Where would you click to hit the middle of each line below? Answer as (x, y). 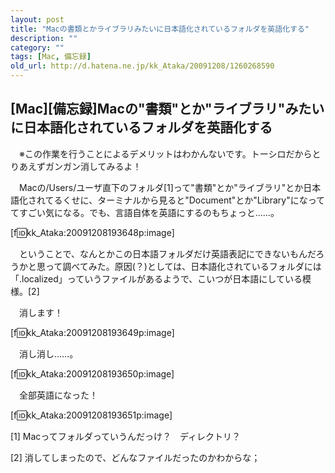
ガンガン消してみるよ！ (93, 166)
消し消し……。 (48, 353)
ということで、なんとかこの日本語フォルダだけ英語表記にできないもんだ (167, 253)
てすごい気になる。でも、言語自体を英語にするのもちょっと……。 (145, 212)
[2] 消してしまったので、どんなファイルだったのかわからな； (135, 457)
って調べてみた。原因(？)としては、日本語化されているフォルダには (183, 266)
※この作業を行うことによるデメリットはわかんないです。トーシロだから (165, 153)
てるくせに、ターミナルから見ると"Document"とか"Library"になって (184, 200)
